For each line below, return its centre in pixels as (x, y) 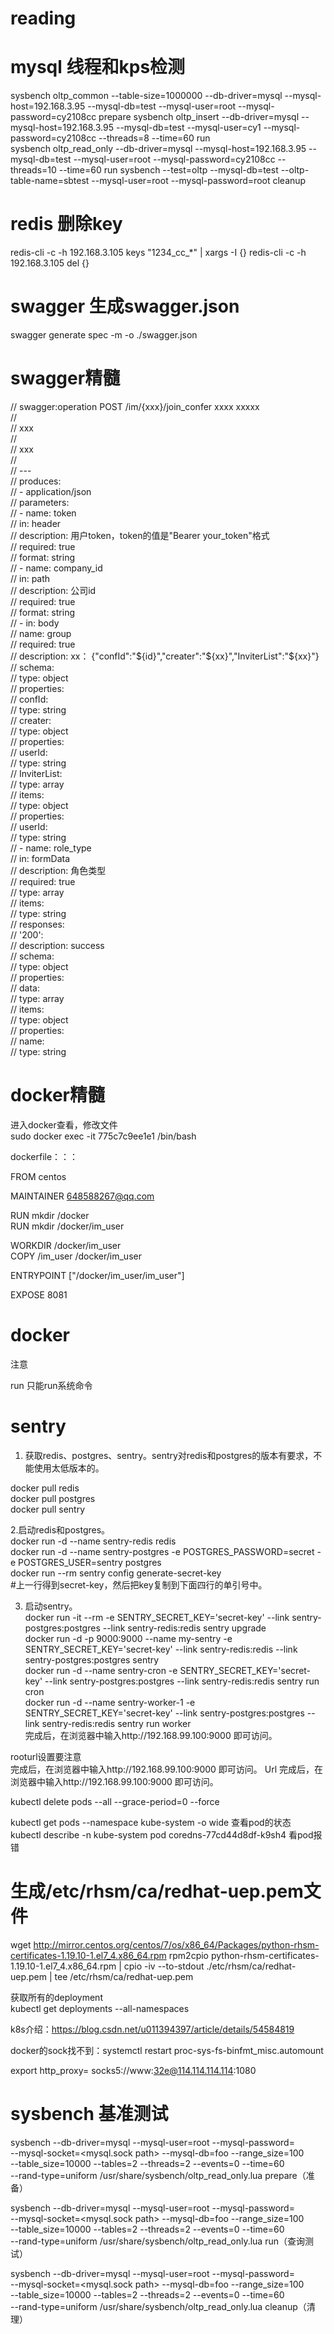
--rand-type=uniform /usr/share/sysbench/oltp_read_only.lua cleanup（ (158, 2306)
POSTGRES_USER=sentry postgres (90, 1562)
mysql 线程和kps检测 (98, 67)
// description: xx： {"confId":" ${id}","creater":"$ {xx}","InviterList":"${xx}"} (165, 656)
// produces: (36, 481)
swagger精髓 (65, 378)
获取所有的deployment (56, 1997)
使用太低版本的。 (69, 1468)
